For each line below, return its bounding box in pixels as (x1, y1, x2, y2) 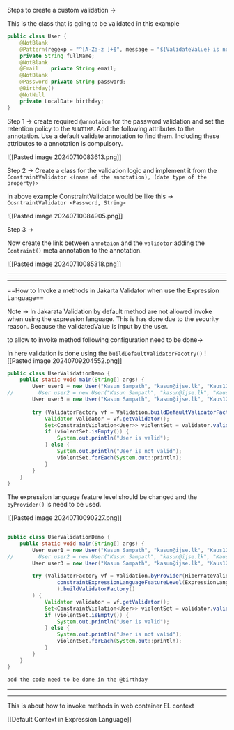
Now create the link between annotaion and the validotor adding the (7, 239, 205, 247)
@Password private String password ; (19, 78, 127, 86)
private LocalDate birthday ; (19, 98, 104, 105)
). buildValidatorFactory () (56, 586, 136, 593)
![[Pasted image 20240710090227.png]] (7, 514, 122, 522)
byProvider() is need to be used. (7, 500, 102, 509)
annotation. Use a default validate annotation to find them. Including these (7, 132, 220, 140)
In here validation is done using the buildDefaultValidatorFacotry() (7, 349, 203, 357)
